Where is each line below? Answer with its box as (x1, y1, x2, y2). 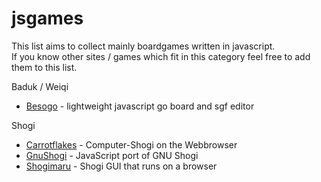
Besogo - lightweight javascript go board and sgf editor (25, 100, 255, 112)
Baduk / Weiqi (11, 80, 69, 92)
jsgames (11, 7, 84, 30)
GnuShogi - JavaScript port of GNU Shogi (25, 149, 199, 161)
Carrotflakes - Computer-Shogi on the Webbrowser (25, 138, 238, 151)
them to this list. (11, 61, 78, 73)
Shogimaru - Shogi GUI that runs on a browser (25, 160, 218, 172)
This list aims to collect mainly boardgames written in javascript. (11, 40, 276, 52)
